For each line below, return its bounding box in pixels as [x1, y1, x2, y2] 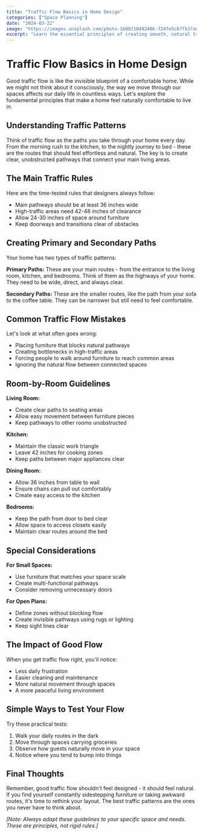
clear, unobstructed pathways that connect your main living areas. [6, 155, 171, 163]
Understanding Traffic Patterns [6, 120, 126, 131]
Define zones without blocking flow [14, 609, 103, 616]
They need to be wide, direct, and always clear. [6, 279, 124, 286]
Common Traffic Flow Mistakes [6, 314, 126, 324]
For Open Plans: [6, 598, 47, 605]
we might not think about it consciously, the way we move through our [6, 84, 181, 91]
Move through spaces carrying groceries [14, 738, 117, 746]
